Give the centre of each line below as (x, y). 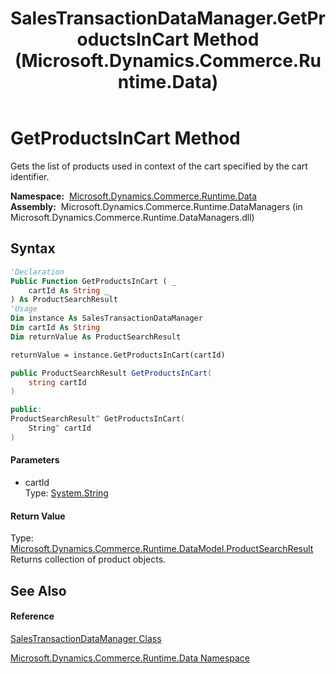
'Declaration (37, 272)
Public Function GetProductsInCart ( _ (93, 281)
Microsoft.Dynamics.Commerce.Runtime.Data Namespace (130, 658)
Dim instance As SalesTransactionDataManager (106, 318)
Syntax (33, 248)
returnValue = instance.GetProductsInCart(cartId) (118, 355)
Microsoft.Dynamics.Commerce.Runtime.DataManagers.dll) (132, 217)
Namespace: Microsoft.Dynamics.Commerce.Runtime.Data (134, 196)
